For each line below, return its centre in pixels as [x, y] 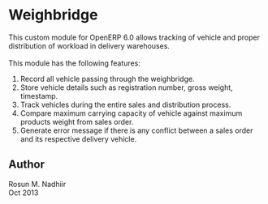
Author [26, 165]
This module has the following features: [74, 63]
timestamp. [39, 96]
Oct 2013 [24, 193]
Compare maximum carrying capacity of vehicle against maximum [131, 113]
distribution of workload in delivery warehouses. [89, 45]
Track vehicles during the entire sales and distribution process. [125, 104]
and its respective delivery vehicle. [78, 138]
